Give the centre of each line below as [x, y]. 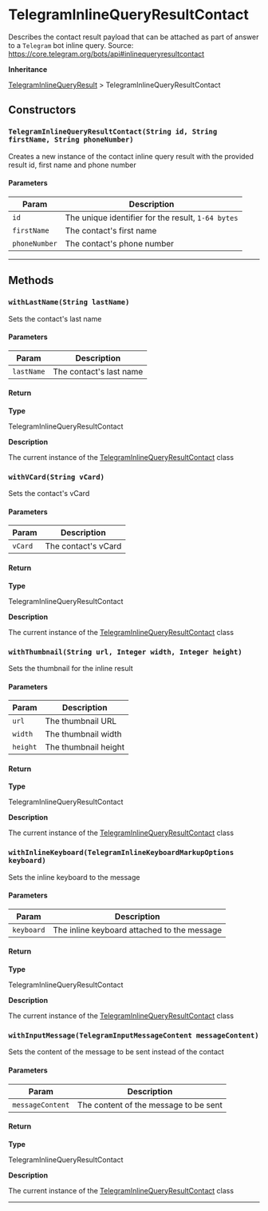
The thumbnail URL [81, 721]
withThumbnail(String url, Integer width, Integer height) [125, 652]
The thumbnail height [85, 747]
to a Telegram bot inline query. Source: [71, 45]
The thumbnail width [83, 734]
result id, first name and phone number [73, 165]
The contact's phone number [119, 243]
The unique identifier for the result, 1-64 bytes [152, 218]
